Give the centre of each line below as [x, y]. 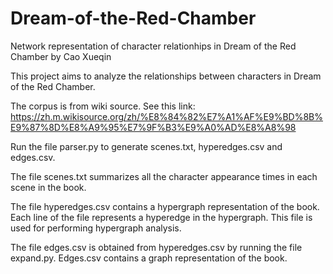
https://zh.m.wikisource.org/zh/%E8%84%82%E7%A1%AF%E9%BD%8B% [166, 116]
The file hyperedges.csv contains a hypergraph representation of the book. [165, 206]
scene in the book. [48, 187]
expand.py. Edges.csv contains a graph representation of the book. [149, 258]
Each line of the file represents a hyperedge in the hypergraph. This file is [161, 217]
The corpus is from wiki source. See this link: [103, 106]
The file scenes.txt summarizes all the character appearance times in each [164, 176]
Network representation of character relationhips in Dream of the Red [153, 46]
